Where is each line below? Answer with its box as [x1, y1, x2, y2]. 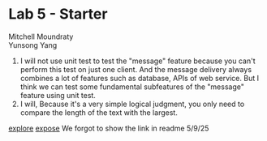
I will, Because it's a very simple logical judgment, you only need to [19, 99, 245, 109]
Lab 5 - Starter [8, 5, 108, 23]
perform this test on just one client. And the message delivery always [19, 64, 252, 74]
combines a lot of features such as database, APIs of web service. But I [19, 73, 260, 83]
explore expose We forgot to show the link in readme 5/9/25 [8, 123, 209, 133]
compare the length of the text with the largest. [19, 107, 179, 117]
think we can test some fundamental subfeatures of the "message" [19, 82, 245, 92]
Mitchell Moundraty [8, 32, 74, 41]
